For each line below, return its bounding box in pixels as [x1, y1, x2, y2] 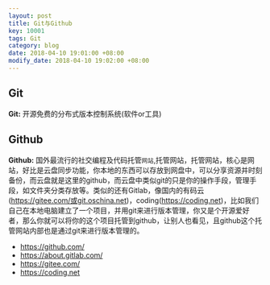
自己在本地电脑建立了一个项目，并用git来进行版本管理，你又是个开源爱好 [8, 205, 250, 215]
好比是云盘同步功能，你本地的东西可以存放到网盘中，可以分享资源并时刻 [22, 165, 263, 175]
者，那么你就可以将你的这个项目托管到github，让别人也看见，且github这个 [8, 215, 255, 225]
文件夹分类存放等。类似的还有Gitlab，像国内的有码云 [29, 185, 205, 195]
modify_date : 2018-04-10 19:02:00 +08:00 [8, 57, 150, 65]
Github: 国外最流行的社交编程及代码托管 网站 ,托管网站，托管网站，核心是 [8, 155, 248, 165]
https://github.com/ [19, 242, 85, 251]
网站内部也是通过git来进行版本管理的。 [15, 225, 144, 235]
